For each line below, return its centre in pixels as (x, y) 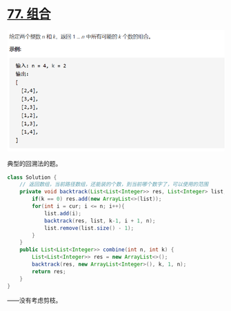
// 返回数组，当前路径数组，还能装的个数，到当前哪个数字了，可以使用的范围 (114, 184)
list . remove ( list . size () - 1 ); (89, 228)
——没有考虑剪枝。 (34, 300)
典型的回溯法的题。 (34, 163)
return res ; (49, 271)
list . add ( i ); (62, 213)
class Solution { (32, 177)
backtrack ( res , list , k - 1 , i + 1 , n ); (100, 221)
